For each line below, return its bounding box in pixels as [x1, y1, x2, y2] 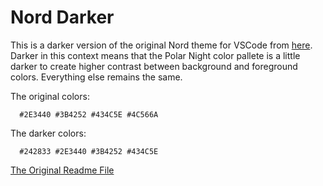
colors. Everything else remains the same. [10, 71, 183, 83]
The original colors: [10, 90, 90, 102]
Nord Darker [10, 6, 115, 29]
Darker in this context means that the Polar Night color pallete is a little [10, 49, 301, 61]
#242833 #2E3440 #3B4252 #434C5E [19, 146, 159, 156]
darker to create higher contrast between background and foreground [10, 60, 298, 72]
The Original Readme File [10, 164, 115, 176]
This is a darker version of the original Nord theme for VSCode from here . [10, 39, 313, 51]
